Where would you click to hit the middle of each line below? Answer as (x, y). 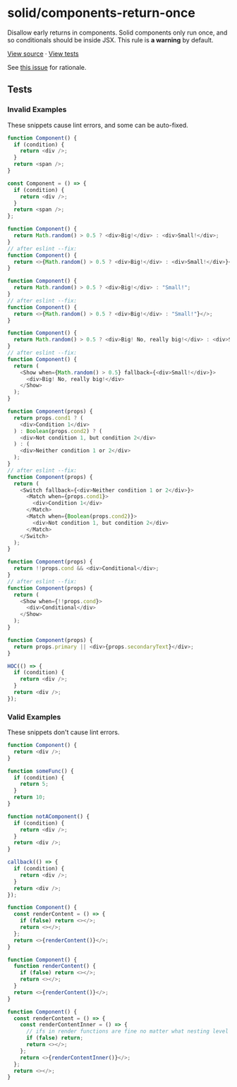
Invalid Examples (37, 109)
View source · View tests (43, 54)
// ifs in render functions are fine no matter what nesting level (127, 1031)
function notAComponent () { (49, 816)
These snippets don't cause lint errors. (63, 732)
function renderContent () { (55, 966)
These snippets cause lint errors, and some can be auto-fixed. (98, 125)
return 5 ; (35, 784)
